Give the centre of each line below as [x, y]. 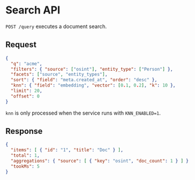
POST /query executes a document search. [56, 26]
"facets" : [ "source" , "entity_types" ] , [59, 75]
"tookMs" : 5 [25, 166]
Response [24, 131]
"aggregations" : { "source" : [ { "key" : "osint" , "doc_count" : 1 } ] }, [101, 161]
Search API [33, 10]
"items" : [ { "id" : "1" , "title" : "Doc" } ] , [67, 150]
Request [21, 45]
